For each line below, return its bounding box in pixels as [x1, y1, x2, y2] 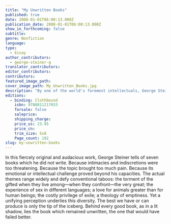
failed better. [5, 214, 32, 220]
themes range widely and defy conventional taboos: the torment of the [5, 176, 154, 182]
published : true [5, 12, 40, 17]
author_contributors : [5, 55, 51, 60]
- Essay [10, 50, 26, 55]
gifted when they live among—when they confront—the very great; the [5, 182, 154, 188]
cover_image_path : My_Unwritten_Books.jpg [5, 83, 97, 88]
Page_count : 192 [14, 136, 49, 141]
